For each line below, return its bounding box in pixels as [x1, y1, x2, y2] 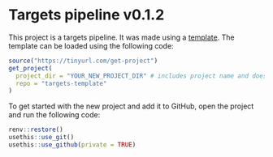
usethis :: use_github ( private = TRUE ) [8, 141, 136, 149]
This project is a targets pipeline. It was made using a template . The [8, 32, 235, 42]
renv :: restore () [8, 125, 63, 134]
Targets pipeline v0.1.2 [8, 6, 165, 24]
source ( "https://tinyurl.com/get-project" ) [8, 57, 158, 65]
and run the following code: [8, 110, 101, 120]
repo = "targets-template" [15, 79, 107, 87]
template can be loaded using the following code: [8, 40, 174, 50]
